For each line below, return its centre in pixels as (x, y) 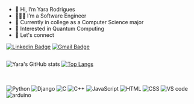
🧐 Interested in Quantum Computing (59, 28)
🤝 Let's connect (34, 35)
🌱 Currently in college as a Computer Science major (79, 22)
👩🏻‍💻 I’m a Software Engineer (51, 16)
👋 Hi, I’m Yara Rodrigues (45, 9)
